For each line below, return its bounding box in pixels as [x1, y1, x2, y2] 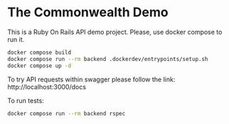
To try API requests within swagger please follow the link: [7, 75, 176, 84]
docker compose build [7, 49, 72, 56]
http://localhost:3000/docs [7, 82, 87, 91]
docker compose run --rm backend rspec [7, 110, 126, 117]
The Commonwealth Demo [7, 4, 169, 21]
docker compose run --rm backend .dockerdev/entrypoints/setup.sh [7, 55, 208, 62]
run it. [7, 35, 25, 43]
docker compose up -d [7, 62, 72, 69]
